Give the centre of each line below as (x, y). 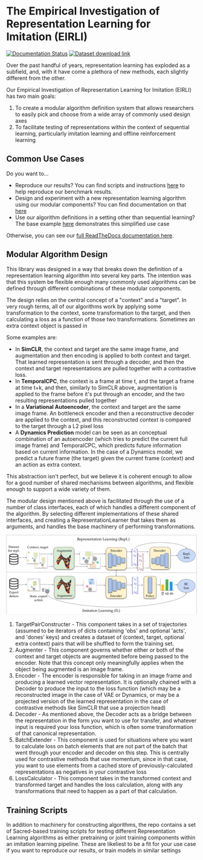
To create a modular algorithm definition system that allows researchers (105, 107)
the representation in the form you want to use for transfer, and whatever (106, 720)
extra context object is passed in (47, 326)
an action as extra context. (48, 464)
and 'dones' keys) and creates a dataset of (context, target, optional (100, 637)
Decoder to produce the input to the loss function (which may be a (98, 688)
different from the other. (36, 78)
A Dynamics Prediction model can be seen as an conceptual (91, 432)
